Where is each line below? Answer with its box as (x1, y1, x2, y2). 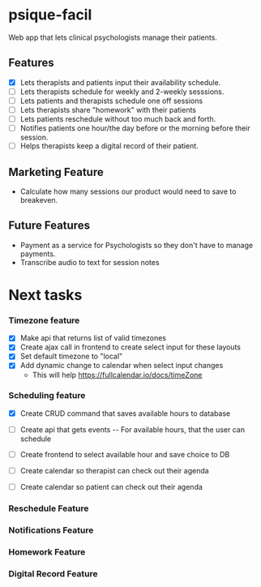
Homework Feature (8, 546, 86, 557)
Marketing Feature (8, 165, 104, 179)
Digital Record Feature (8, 568, 99, 579)
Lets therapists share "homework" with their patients (19, 105, 197, 114)
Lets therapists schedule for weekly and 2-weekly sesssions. (19, 87, 225, 96)
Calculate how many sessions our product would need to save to (19, 186, 237, 196)
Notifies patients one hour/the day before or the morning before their (19, 123, 250, 133)
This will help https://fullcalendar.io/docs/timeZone (32, 370, 203, 379)
